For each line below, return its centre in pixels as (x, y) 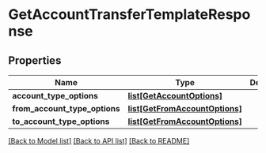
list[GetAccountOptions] (175, 96)
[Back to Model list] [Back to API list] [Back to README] (99, 141)
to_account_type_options (61, 121)
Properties (35, 60)
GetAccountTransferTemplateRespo (129, 15)
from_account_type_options (66, 108)
